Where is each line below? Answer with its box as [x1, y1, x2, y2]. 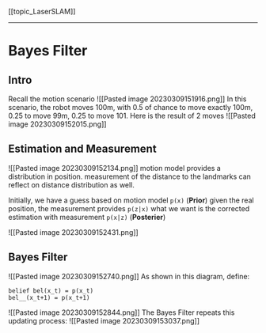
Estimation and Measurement [8, 142, 157, 156]
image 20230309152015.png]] [8, 119, 107, 129]
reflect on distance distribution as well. [8, 180, 135, 189]
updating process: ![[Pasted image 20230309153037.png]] [8, 316, 200, 325]
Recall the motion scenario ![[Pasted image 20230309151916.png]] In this [8, 94, 247, 104]
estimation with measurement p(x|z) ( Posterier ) [8, 212, 166, 221]
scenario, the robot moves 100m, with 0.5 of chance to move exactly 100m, [8, 103, 253, 112]
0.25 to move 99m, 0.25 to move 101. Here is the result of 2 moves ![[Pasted [8, 111, 256, 120]
